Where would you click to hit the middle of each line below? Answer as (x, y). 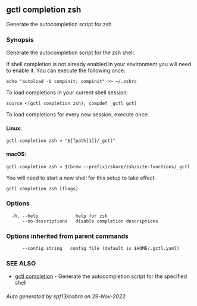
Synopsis (20, 39)
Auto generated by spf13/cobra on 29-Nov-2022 (66, 296)
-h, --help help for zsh (60, 216)
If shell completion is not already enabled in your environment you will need (99, 64)
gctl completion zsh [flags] (42, 188)
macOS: (16, 154)
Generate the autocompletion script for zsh (59, 24)
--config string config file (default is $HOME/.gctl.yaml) (101, 249)
